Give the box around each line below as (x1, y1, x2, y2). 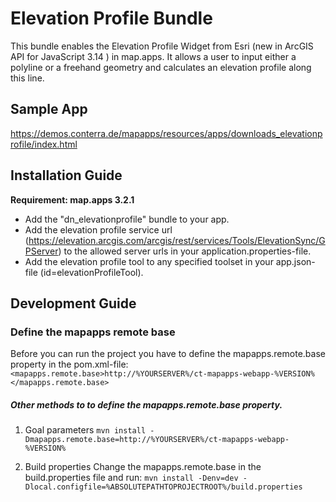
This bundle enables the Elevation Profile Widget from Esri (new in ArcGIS (10, 40, 314, 52)
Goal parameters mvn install (24, 424, 147, 436)
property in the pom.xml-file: (10, 358, 129, 371)
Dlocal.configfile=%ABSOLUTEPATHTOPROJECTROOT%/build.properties (24, 482, 303, 492)
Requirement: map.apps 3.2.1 (10, 193, 135, 206)
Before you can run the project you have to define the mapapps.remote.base (10, 348, 326, 360)
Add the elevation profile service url (24, 223, 173, 236)
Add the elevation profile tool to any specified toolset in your (24, 255, 274, 267)
